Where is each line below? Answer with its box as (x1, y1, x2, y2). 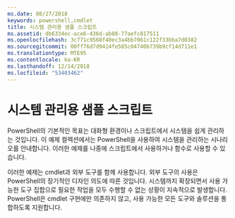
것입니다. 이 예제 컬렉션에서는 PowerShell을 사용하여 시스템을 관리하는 (14, 135, 210, 144)
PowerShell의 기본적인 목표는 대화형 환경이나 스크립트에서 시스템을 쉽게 (7, 126, 206, 135)
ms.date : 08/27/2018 (7, 10, 68, 18)
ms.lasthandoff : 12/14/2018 (7, 63, 90, 70)
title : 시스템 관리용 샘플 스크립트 (7, 23, 97, 30)
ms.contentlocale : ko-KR (7, 56, 80, 63)
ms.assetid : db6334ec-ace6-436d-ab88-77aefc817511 (7, 30, 159, 37)
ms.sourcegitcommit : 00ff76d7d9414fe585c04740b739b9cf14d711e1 (7, 43, 198, 50)
